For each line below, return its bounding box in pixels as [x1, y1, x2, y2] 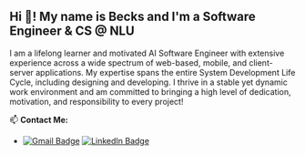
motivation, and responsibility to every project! [9, 96, 184, 107]
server [9, 67, 35, 77]
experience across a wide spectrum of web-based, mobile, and [9, 57, 248, 68]
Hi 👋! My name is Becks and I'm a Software [9, 9, 257, 25]
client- [249, 57, 273, 68]
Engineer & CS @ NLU [9, 24, 135, 39]
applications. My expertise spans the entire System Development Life [36, 67, 296, 77]
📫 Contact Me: [9, 114, 68, 125]
